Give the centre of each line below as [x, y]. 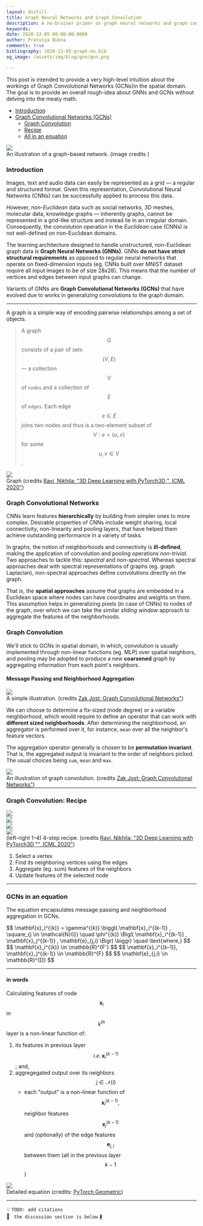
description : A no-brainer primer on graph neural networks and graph [97, 23]
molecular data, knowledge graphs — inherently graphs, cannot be [89, 214]
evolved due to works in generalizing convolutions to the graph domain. [95, 295]
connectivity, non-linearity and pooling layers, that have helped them [92, 529]
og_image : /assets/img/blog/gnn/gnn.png [58, 57]
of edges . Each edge [46, 406]
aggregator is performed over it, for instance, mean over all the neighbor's [97, 729]
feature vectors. [26, 735]
